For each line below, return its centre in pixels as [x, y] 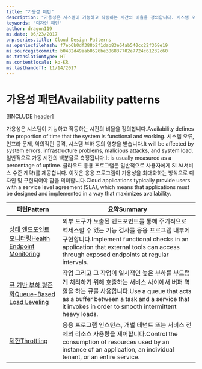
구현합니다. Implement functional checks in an [125, 240]
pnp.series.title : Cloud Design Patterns [59, 40]
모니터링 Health [30, 238]
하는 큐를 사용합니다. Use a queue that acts [133, 291]
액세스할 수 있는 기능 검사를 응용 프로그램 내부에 [126, 231]
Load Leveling [29, 302]
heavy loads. [80, 314]
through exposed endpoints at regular [116, 255]
